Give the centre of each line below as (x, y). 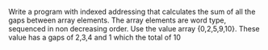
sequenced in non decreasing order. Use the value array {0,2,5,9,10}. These (134, 29)
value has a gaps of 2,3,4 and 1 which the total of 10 (95, 37)
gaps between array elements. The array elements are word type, (117, 20)
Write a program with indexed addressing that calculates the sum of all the (132, 12)
